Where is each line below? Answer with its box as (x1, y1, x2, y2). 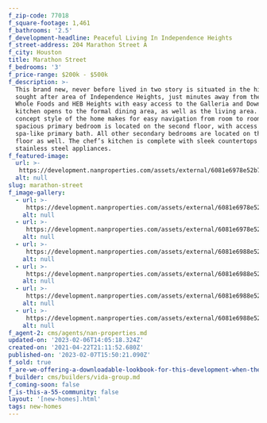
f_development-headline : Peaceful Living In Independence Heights (8, 33, 233, 42)
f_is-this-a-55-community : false (8, 388, 119, 396)
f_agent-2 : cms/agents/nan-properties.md (8, 329, 148, 337)
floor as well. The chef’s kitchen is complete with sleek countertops (15, 137, 258, 145)
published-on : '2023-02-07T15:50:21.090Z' (8, 351, 151, 360)
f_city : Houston (8, 48, 62, 56)
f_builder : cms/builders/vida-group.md (8, 373, 141, 381)
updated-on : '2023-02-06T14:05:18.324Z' (8, 336, 145, 344)
